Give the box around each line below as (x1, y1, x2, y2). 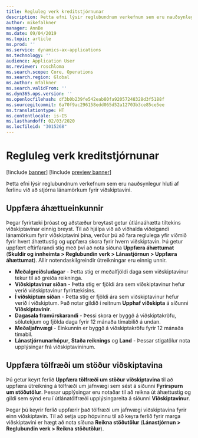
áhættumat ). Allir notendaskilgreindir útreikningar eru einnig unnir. (6, 256, 167, 264)
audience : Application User (6, 58, 75, 64)
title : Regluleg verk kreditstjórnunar (6, 8, 104, 15)
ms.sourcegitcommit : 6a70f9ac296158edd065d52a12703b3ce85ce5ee (6, 101, 165, 108)
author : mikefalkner (6, 19, 57, 25)
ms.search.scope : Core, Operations (6, 69, 94, 75)
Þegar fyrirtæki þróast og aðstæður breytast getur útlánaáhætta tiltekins (6, 219, 181, 226)
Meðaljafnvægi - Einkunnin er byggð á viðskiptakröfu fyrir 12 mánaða (14, 324, 184, 331)
